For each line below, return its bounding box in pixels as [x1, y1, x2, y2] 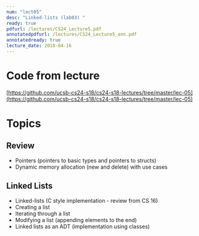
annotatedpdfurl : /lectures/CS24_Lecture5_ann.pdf [6, 32, 137, 38]
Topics [6, 116, 41, 130]
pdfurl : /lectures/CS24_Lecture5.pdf [6, 25, 102, 32]
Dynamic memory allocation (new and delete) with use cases [15, 163, 168, 170]
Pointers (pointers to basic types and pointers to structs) [15, 157, 157, 164]
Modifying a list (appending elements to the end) [15, 216, 137, 223]
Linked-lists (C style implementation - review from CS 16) [15, 197, 158, 204]
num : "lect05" [6, 8, 42, 15]
